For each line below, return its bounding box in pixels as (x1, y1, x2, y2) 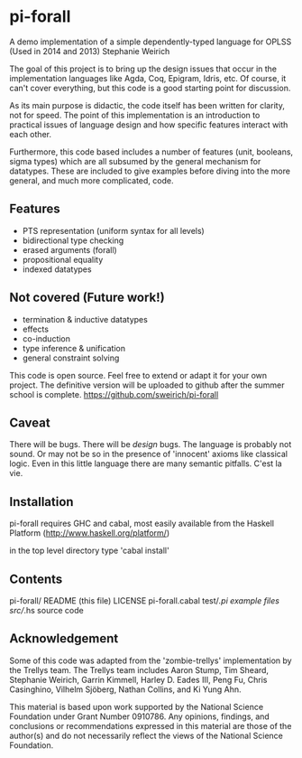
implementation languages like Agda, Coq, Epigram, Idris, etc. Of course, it (9, 72, 287, 83)
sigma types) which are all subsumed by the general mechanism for (9, 155, 261, 166)
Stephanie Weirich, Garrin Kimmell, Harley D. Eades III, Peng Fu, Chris (9, 674, 268, 685)
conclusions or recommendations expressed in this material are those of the (9, 720, 292, 731)
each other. (9, 128, 52, 139)
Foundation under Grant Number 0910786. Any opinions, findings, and (9, 711, 270, 722)
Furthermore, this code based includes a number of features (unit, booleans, (9, 146, 294, 157)
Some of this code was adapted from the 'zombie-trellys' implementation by (9, 655, 292, 666)
